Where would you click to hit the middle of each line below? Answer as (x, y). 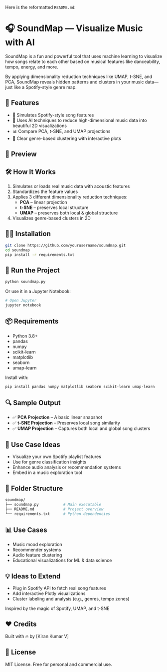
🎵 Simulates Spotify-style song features (53, 115)
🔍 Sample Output (33, 403)
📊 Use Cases (26, 530)
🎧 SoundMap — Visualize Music (74, 28)
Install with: (17, 377)
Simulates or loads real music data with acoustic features (71, 186)
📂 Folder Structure (34, 488)
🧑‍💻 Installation (28, 234)
